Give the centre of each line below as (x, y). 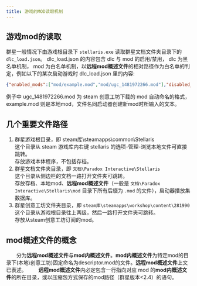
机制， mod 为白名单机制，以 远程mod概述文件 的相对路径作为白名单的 (101, 66)
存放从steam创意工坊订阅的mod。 (56, 220)
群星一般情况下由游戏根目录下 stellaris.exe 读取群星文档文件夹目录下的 (94, 52)
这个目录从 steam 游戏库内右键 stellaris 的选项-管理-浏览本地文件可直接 (101, 147)
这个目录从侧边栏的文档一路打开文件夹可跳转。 (71, 176)
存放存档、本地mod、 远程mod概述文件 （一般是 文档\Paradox (87, 183)
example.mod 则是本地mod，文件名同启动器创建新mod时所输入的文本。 (93, 104)
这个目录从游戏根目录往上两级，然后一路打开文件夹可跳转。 (86, 213)
